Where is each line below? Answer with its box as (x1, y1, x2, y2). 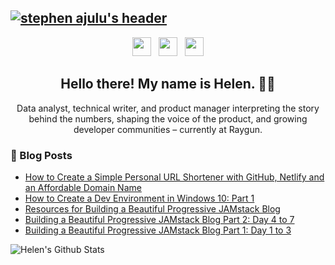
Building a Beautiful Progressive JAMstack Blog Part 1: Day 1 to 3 (24, 224, 292, 236)
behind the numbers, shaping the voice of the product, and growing (28, 112, 308, 125)
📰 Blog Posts (10, 148, 73, 162)
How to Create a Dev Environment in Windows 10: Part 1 (24, 192, 255, 204)
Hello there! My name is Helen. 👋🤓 (60, 76, 276, 93)
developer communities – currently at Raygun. (73, 123, 263, 135)
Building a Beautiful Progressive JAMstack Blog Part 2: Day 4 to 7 (24, 213, 295, 225)
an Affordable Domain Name (24, 181, 142, 193)
